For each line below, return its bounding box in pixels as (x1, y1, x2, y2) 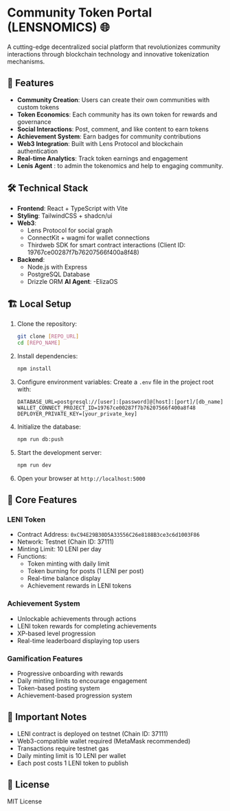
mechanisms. (7, 57, 45, 65)
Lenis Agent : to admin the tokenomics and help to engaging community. (16, 161, 224, 170)
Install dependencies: (16, 352, 78, 360)
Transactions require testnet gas (16, 744, 109, 752)
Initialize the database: (16, 422, 81, 431)
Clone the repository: (16, 320, 78, 328)
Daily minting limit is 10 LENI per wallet (16, 751, 126, 759)
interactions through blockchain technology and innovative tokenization (7, 50, 209, 58)
